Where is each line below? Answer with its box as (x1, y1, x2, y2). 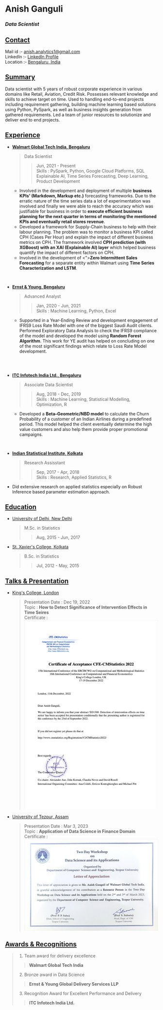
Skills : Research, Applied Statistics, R (36, 474, 112, 480)
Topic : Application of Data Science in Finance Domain (24, 828, 136, 834)
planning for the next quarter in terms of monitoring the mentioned (19, 213, 157, 219)
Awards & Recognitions (5, 940, 77, 948)
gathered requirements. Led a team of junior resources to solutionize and (5, 112, 151, 118)
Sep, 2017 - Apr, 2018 (36, 469, 80, 475)
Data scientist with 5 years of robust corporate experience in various (5, 86, 142, 92)
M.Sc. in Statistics (24, 525, 61, 531)
